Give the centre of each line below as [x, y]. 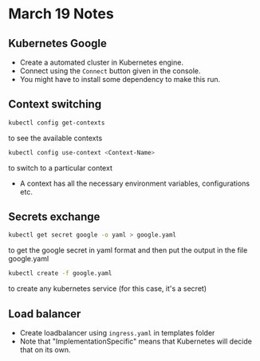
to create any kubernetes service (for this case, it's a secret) [108, 288]
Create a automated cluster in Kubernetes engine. [101, 62]
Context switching [55, 104]
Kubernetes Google [58, 43]
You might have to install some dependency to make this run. [120, 79]
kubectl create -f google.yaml [60, 273]
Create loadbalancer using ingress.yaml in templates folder [117, 332]
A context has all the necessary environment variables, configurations [134, 183]
